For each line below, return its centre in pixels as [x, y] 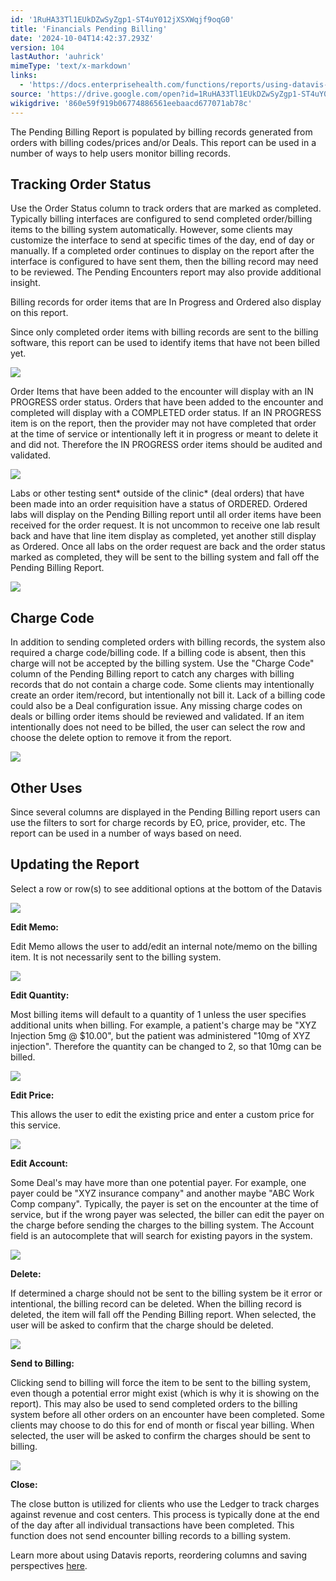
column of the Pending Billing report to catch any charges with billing [152, 674]
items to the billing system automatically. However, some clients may [151, 230]
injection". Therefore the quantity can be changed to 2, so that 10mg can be [166, 1046]
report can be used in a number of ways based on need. [126, 833]
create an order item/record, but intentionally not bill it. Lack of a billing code [168, 695]
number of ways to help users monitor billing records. [121, 153]
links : [24, 76]
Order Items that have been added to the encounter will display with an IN [162, 392]
